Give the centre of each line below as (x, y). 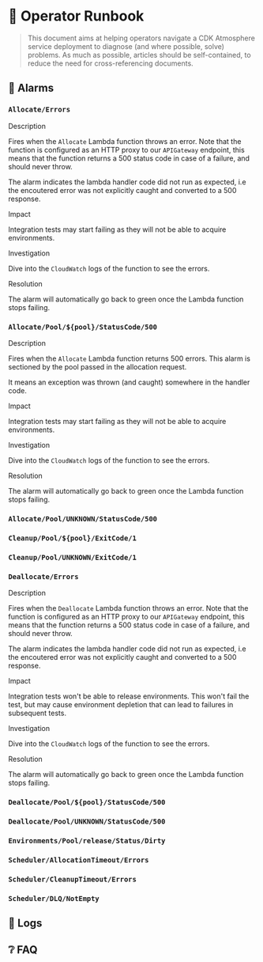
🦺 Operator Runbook (76, 16)
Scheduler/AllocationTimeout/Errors (79, 860)
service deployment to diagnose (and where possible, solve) (126, 46)
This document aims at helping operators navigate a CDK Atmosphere (141, 38)
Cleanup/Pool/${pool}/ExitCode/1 (72, 538)
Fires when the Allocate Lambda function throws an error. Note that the (125, 141)
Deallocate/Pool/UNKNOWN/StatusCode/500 (87, 821)
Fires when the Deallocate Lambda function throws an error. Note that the (128, 608)
